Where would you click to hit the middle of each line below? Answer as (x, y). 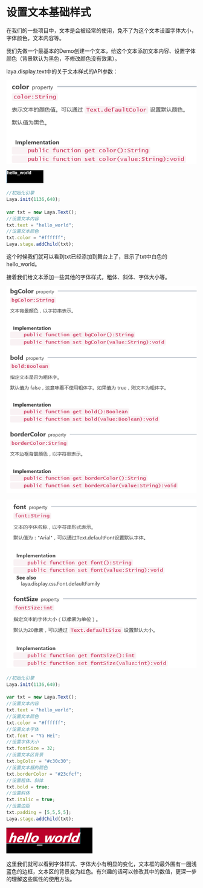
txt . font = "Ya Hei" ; (34, 736)
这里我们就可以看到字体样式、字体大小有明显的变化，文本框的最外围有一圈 (99, 864)
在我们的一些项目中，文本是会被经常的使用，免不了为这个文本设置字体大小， (101, 30)
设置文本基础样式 (49, 12)
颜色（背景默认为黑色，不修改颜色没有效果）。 (63, 58)
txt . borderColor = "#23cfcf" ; (44, 774)
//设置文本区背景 (25, 755)
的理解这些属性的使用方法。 (41, 879)
